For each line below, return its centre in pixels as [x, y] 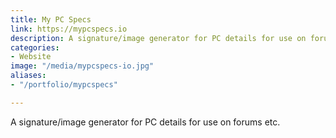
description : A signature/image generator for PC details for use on [158, 38]
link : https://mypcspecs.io [69, 29]
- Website [31, 57]
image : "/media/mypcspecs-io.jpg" [82, 66]
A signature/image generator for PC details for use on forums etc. [145, 122]
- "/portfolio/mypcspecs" [64, 85]
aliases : [28, 76]
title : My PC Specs [51, 19]
